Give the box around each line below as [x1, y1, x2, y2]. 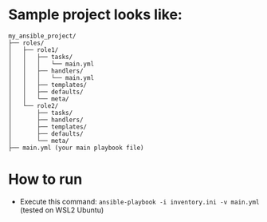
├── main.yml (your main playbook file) [8, 144, 145, 152]
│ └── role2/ [8, 101, 59, 109]
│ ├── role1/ [8, 46, 59, 54]
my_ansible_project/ [8, 32, 77, 40]
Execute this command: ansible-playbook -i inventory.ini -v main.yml [19, 196, 260, 206]
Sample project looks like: [8, 6, 183, 24]
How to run [8, 170, 83, 188]
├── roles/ [8, 38, 45, 47]
